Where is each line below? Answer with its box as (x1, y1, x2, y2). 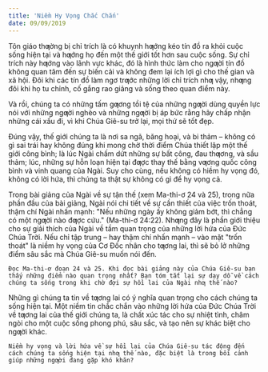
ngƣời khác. (8, 326, 48, 336)
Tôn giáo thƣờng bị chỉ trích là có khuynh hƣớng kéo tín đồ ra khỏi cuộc (8, 41, 244, 50)
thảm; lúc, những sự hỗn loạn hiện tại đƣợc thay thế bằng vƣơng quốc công (8, 157, 258, 166)
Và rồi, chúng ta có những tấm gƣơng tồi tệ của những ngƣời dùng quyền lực (8, 99, 261, 109)
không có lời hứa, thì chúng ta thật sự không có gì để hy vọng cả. (8, 174, 222, 184)
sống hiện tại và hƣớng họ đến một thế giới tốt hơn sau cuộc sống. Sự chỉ (8, 50, 250, 59)
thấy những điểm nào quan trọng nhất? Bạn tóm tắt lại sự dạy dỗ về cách (8, 271, 260, 280)
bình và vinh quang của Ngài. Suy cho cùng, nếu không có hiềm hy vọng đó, (8, 166, 260, 175)
